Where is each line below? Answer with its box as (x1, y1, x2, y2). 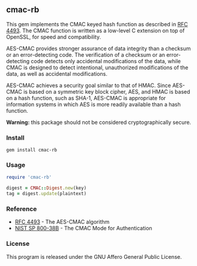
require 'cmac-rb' (6, 174, 52, 181)
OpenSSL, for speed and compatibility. (6, 33, 101, 41)
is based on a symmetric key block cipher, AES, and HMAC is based (23, 88, 190, 95)
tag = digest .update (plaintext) (6, 191, 87, 197)
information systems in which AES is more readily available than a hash (6, 101, 181, 108)
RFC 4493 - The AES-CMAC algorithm (14, 218, 110, 225)
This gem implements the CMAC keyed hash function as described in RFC (6, 20, 188, 27)
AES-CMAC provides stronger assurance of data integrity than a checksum (6, 45, 191, 52)
